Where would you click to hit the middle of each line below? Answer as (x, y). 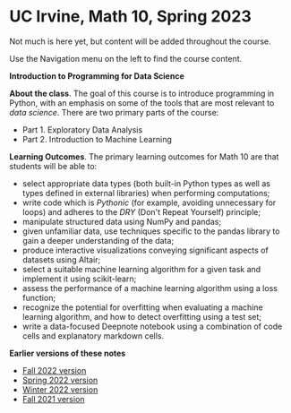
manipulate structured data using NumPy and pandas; (122, 221)
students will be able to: (53, 166)
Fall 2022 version (54, 370)
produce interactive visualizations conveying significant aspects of (145, 250)
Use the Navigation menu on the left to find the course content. (126, 58)
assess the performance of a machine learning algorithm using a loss (150, 288)
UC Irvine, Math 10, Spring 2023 (131, 17)
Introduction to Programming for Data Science (97, 76)
